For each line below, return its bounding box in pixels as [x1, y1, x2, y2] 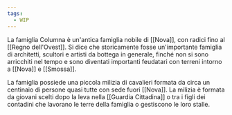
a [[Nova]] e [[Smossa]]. [7, 65, 77, 73]
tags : [7, 10, 23, 17]
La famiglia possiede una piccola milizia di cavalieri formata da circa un [7, 78, 211, 86]
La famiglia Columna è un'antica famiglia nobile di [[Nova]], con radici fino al [7, 35, 225, 43]
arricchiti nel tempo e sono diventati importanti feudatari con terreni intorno [7, 57, 222, 65]
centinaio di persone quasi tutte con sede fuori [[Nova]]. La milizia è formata [7, 85, 225, 94]
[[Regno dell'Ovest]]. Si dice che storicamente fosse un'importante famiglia [7, 43, 222, 51]
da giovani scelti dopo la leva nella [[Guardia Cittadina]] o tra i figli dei [7, 92, 206, 101]
